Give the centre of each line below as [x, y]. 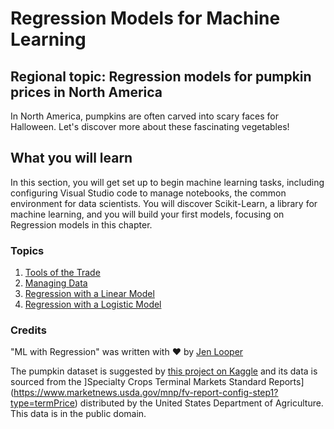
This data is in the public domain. [78, 414]
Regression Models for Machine [145, 18]
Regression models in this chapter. [81, 224]
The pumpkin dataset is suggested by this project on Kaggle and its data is [164, 371]
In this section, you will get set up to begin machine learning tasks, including [167, 182]
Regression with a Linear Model [89, 294]
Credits [28, 330]
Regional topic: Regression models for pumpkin [161, 76]
